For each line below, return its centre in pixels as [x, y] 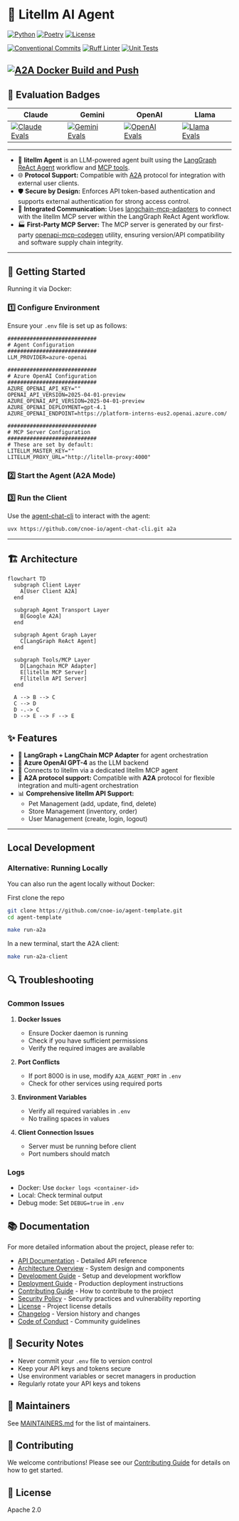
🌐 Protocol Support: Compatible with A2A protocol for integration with [121, 175]
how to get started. [35, 1470]
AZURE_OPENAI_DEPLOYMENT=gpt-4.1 [57, 408]
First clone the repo [36, 897]
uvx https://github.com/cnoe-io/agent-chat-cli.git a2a [92, 529]
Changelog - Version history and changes [79, 1314]
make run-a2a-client [38, 957]
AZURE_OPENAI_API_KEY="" [44, 389]
